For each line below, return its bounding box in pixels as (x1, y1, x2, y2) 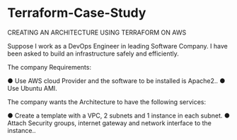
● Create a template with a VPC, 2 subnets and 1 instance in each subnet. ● (7, 111, 231, 120)
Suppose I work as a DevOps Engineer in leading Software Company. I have (7, 42, 228, 50)
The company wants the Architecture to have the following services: (7, 97, 207, 106)
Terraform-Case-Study (7, 5, 146, 21)
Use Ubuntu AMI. (7, 84, 58, 92)
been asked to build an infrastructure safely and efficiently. (7, 49, 179, 58)
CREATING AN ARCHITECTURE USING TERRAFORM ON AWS (7, 28, 187, 37)
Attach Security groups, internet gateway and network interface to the (7, 118, 212, 127)
